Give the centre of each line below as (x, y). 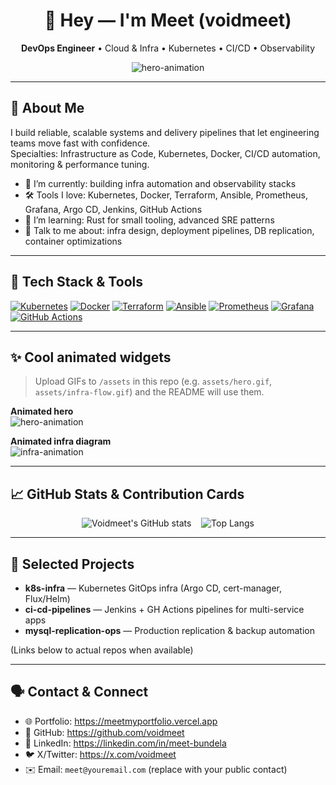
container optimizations (73, 241)
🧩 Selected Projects (72, 564)
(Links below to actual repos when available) (102, 650)
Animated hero (42, 411)
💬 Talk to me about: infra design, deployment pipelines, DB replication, (169, 230)
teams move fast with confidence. (80, 143)
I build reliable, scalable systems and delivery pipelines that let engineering (165, 132)
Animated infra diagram (61, 441)
